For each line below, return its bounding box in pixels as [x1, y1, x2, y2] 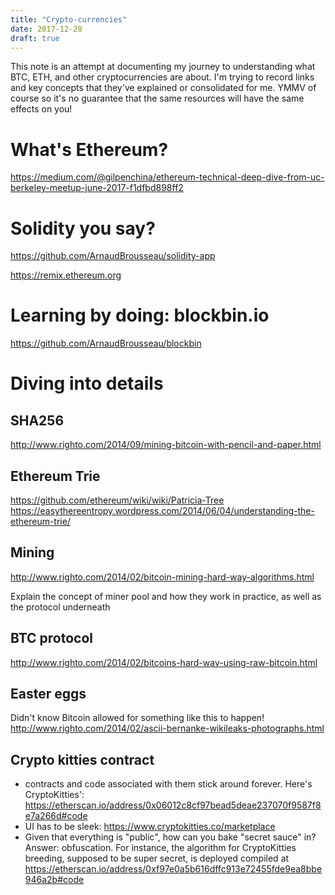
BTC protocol [10, 630, 94, 647]
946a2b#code [24, 874, 85, 886]
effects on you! [10, 103, 73, 115]
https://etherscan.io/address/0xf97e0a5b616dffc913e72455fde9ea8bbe [24, 863, 323, 875]
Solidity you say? [10, 217, 156, 240]
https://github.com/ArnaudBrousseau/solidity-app [10, 250, 216, 262]
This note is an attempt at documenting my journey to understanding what [10, 61, 316, 73]
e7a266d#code [24, 810, 88, 822]
